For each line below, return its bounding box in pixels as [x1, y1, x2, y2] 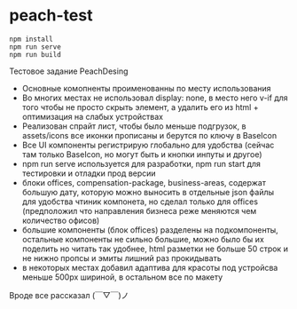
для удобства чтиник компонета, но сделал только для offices [21, 196, 259, 207]
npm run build [9, 50, 62, 59]
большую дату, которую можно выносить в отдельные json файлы [21, 186, 275, 197]
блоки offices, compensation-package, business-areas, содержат [21, 177, 266, 187]
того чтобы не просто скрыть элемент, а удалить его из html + [21, 101, 259, 112]
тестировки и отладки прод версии [21, 168, 157, 178]
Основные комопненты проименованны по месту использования [21, 83, 272, 93]
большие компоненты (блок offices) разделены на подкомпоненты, [21, 224, 279, 235]
